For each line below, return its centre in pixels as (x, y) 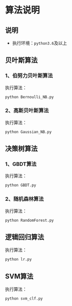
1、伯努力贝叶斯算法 (29, 76)
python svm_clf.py (24, 299)
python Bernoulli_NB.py (30, 97)
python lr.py (18, 260)
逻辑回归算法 (25, 237)
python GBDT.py (21, 185)
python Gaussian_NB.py (28, 132)
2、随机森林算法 (24, 199)
